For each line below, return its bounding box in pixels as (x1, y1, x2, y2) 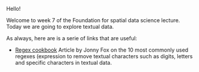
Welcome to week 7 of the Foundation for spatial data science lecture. (6, 17, 180, 23)
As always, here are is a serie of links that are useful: (6, 35, 137, 41)
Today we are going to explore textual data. (6, 23, 114, 30)
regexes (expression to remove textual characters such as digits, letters (14, 53, 193, 59)
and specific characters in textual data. (14, 59, 112, 66)
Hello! (6, 5, 21, 12)
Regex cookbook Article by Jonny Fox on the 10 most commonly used (14, 46, 189, 53)
